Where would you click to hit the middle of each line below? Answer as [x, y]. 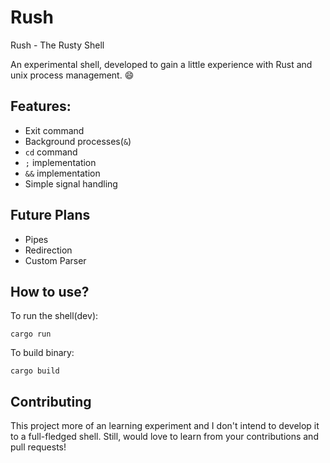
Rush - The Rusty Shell [57, 45]
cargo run [31, 334]
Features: [41, 106]
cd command [51, 152]
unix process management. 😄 [72, 75]
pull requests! [38, 447]
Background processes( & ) [78, 141]
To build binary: [42, 353]
